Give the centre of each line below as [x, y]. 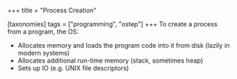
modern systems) [44, 53]
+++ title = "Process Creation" [52, 10]
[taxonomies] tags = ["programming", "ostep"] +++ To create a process [112, 24]
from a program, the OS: [43, 32]
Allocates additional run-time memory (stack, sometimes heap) [110, 60]
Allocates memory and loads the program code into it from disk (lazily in [123, 45]
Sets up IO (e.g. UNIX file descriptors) [73, 68]
